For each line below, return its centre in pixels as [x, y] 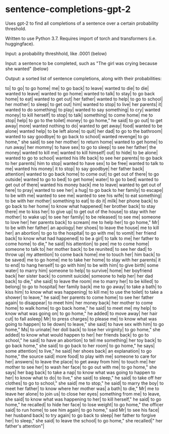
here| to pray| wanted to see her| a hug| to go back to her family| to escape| [84, 190]
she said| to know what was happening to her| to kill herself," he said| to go [83, 399]
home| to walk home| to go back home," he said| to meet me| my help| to [81, 308]
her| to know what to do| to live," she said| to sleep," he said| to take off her [84, 377]
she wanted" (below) [27, 69]
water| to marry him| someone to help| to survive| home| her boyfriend [79, 270]
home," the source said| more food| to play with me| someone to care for [81, 356]
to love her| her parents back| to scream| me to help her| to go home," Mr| [82, 222]
